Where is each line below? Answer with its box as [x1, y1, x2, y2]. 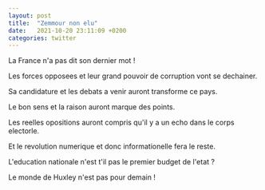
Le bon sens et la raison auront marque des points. [8, 102, 176, 112]
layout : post [8, 11, 52, 20]
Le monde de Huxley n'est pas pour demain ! [8, 172, 156, 182]
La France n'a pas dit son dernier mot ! [8, 56, 136, 65]
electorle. [8, 126, 40, 136]
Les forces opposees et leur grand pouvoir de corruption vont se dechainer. [8, 71, 258, 81]
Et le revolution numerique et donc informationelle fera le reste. [8, 141, 216, 152]
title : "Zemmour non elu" [8, 19, 98, 27]
